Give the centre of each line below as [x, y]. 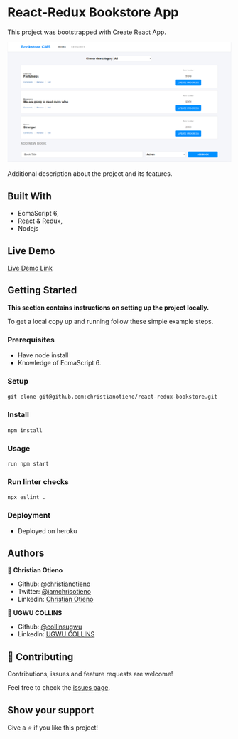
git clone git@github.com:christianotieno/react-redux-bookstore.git [113, 397]
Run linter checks [38, 481]
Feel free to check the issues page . [59, 688]
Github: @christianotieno [54, 584]
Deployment [29, 515]
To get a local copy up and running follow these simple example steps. [110, 321]
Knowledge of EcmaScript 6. [59, 363]
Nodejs [28, 229]
